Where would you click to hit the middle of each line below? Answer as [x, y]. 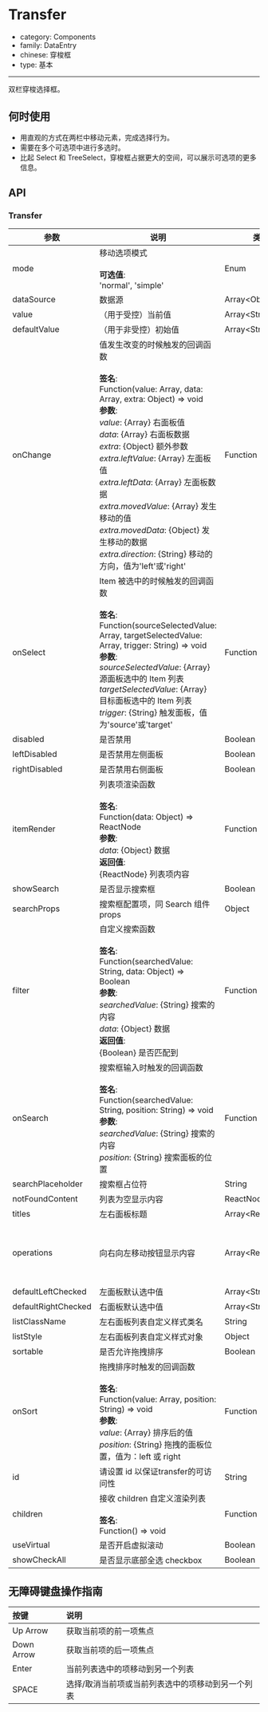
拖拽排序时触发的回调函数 [147, 1367]
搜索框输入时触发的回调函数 [151, 1068]
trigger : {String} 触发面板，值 [153, 713]
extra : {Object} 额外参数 [144, 447]
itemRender [34, 829]
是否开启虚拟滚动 [131, 1545]
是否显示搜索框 [127, 890]
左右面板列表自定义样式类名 [151, 1322]
